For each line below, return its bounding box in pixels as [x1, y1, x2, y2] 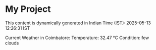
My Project [5, 3, 51, 15]
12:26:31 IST [5, 25, 30, 31]
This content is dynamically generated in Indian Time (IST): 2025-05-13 [5, 20, 151, 26]
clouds [5, 40, 19, 46]
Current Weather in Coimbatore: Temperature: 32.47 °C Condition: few [5, 35, 150, 41]
